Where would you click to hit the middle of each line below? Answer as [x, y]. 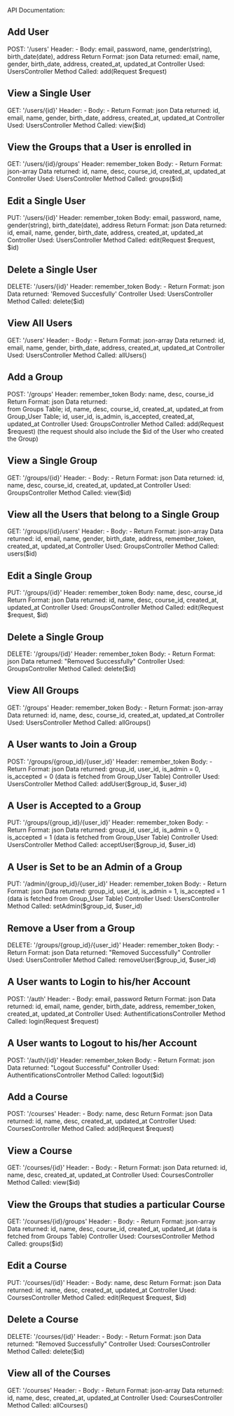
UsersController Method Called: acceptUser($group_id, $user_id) [102, 845]
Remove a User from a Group [71, 928]
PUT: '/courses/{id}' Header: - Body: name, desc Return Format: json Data [115, 1282]
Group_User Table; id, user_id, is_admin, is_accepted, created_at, [101, 416]
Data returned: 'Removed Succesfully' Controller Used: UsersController [110, 294]
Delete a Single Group [55, 637]
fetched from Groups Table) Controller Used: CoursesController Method [111, 1237]
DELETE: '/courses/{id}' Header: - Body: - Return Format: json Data [104, 1336]
